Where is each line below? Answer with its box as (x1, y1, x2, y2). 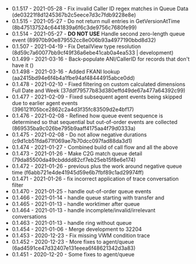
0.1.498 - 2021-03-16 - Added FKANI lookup (11, 68, 120, 75)
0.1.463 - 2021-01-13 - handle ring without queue (11, 220, 132, 226)
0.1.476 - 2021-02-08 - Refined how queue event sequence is (11, 112, 163, 119)
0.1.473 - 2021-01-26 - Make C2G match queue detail (11, 150, 143, 157)
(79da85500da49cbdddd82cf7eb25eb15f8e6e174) (11, 157, 136, 163)
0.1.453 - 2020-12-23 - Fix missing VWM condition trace (11, 232, 150, 239)
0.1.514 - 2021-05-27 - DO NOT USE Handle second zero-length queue (11, 30, 185, 37)
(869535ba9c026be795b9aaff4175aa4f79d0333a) (11, 125, 136, 132)
